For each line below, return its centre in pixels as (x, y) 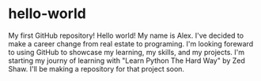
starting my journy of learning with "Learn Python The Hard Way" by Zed (127, 61)
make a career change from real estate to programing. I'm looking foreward (131, 43)
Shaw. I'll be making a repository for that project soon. (96, 68)
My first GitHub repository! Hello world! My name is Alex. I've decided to (126, 35)
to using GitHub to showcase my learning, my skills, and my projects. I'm (127, 52)
